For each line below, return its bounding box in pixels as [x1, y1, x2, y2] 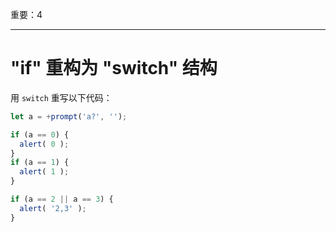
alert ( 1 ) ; [19, 167, 70, 177]
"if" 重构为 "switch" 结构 [10, 57, 218, 80]
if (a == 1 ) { [10, 158, 70, 168]
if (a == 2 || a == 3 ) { [10, 194, 114, 205]
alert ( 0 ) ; [19, 139, 70, 149]
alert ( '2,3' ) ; [19, 203, 87, 213]
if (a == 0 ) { [10, 129, 70, 140]
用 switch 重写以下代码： [10, 91, 113, 103]
